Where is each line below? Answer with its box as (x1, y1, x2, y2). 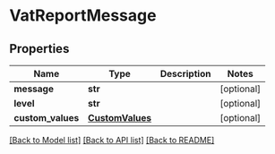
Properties (9, 41, 70, 56)
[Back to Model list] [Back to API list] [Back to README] (9, 135, 215, 145)
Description (159, 68, 211, 80)
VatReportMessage (9, 5, 157, 26)
